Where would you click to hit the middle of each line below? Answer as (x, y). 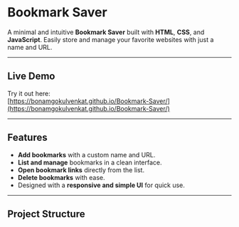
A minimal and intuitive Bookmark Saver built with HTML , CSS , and (106, 32)
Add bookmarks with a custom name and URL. (86, 154)
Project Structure (46, 214)
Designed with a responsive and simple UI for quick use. (101, 185)
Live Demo (31, 76)
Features (27, 138)
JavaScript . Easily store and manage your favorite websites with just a (111, 39)
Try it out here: (29, 93)
